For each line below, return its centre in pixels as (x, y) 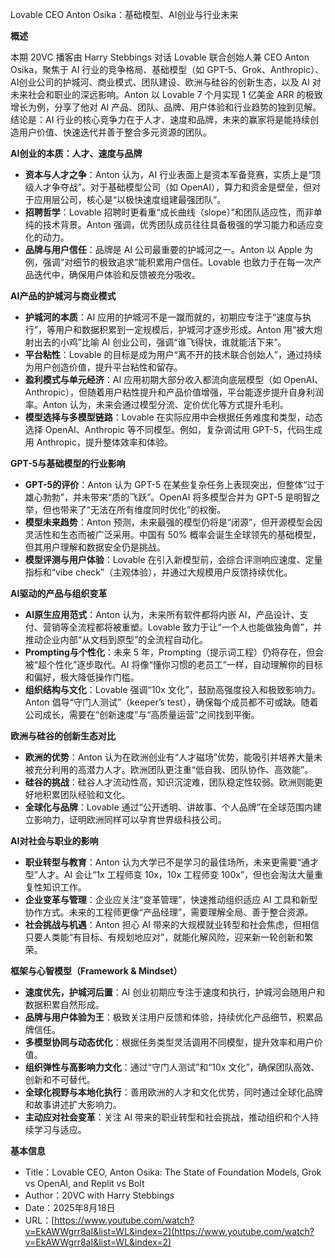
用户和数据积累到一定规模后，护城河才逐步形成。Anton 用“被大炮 (188, 329)
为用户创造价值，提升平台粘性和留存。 (103, 367)
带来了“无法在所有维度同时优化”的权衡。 (143, 509)
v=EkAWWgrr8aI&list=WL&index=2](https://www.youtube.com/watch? (169, 1231)
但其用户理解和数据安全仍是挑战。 (95, 547)
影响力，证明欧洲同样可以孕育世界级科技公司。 (130, 819)
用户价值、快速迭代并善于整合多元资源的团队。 (115, 132)
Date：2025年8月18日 (70, 1207)
